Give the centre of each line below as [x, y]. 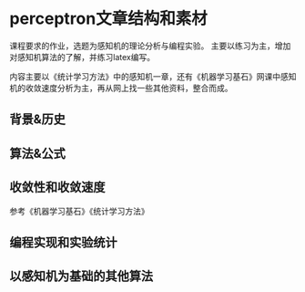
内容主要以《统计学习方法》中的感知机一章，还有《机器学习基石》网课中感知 [153, 76]
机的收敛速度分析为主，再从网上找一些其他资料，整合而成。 [121, 88]
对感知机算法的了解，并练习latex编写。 [82, 57]
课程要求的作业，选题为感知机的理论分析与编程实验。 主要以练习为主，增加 [150, 46]
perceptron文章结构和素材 [108, 19]
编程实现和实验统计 [63, 242]
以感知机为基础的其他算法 [81, 276]
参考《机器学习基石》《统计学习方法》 [79, 211]
